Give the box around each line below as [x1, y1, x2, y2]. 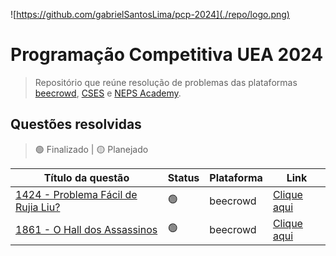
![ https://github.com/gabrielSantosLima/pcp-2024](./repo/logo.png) [10, 9, 290, 20]
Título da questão [43, 170, 130, 184]
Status [167, 170, 200, 184]
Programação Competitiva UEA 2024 [10, 44, 324, 66]
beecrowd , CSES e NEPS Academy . [34, 87, 182, 99]
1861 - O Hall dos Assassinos [15, 222, 158, 236]
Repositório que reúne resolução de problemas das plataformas [34, 76, 298, 88]
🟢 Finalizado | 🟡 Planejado [34, 143, 149, 155]
